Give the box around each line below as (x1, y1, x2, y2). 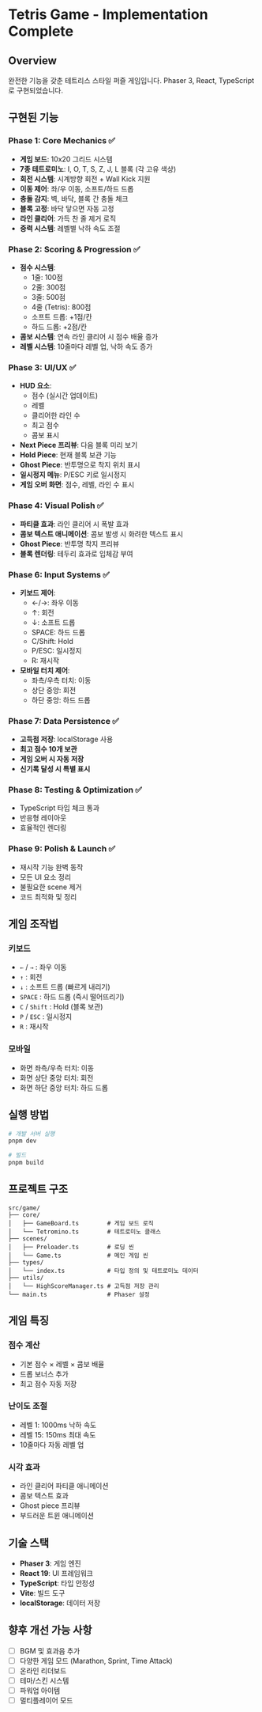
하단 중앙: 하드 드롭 (31, 695, 91, 705)
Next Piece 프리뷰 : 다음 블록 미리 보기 (19, 441, 138, 450)
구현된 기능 (8, 111, 59, 124)
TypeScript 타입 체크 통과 (19, 803, 100, 812)
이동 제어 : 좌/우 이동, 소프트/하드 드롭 (19, 184, 134, 193)
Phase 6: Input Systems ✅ (8, 569, 110, 580)
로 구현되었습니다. (8, 85, 64, 95)
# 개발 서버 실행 (8, 1130, 55, 1138)
